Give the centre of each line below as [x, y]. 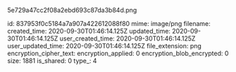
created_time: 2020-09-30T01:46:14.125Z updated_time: [89, 31]
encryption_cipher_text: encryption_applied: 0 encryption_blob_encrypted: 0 [118, 53]
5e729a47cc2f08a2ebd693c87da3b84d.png [72, 10]
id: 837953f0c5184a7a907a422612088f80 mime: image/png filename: [109, 23]
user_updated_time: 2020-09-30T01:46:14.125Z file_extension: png [105, 46]
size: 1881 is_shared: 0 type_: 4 [52, 61]
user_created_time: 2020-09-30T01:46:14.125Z [128, 38]
